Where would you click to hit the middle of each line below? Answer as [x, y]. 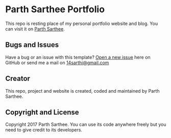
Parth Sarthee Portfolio [55, 9]
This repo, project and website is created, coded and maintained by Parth [82, 91]
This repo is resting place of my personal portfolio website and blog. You [82, 23]
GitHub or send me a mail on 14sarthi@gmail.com [57, 63]
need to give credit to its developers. [44, 130]
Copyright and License [42, 112]
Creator [18, 79]
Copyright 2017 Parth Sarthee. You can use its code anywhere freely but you [86, 125]
